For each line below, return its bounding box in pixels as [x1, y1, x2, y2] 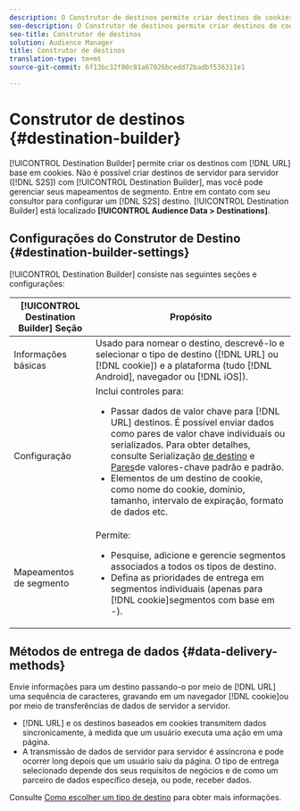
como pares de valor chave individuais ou [110, 427, 286, 439]
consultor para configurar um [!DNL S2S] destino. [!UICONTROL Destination [9, 196, 289, 206]
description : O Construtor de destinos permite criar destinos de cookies [9, 13, 294, 22]
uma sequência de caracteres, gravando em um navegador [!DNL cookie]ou [9, 691, 289, 702]
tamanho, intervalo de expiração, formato [110, 494, 284, 506]
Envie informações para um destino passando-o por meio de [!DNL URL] [9, 681, 277, 692]
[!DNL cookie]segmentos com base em [110, 593, 275, 606]
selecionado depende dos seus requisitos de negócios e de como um [21, 765, 279, 776]
